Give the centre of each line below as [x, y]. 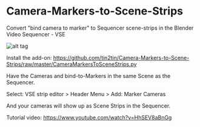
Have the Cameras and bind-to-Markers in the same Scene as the [88, 76]
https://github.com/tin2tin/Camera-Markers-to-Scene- [121, 57]
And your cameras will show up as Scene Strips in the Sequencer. [88, 106]
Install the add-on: [29, 57]
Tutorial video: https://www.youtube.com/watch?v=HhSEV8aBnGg [89, 117]
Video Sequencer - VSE [36, 34]
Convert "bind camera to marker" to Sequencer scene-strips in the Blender [100, 28]
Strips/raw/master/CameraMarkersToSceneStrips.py [72, 64]
